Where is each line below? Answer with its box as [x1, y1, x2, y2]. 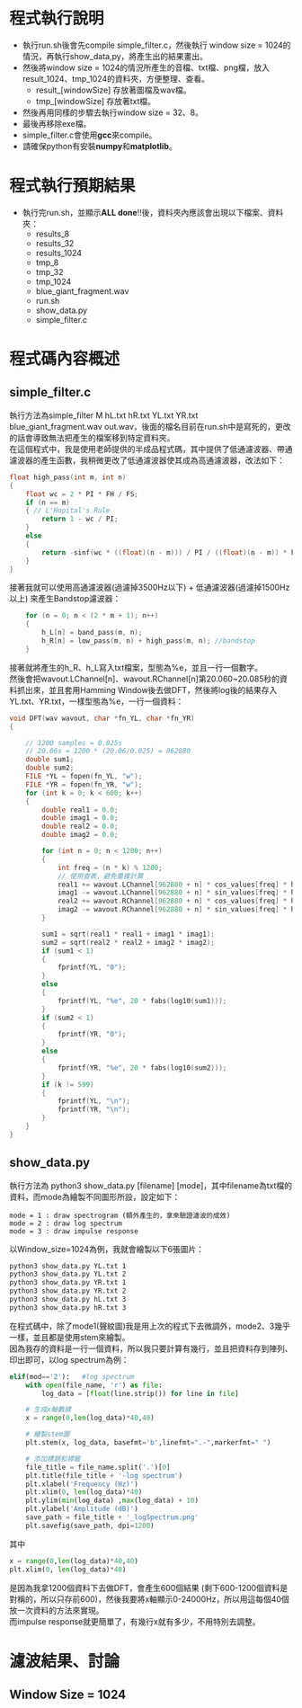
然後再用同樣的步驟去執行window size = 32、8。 [22, 107, 204, 118]
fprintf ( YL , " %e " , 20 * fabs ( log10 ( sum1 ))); [57, 996, 227, 1005]
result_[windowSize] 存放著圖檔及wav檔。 [35, 85, 191, 95]
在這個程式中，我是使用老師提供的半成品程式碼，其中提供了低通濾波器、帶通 [9, 443, 293, 454]
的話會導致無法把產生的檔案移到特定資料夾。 [9, 432, 175, 443]
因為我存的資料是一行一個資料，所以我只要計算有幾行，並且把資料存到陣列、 [9, 1343, 293, 1354]
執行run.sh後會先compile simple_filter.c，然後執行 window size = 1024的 [22, 40, 291, 50]
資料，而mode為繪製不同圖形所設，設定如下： [9, 1191, 181, 1202]
